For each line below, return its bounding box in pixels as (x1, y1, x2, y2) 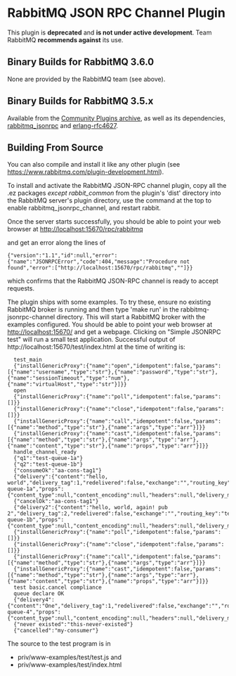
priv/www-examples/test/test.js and (17, 653, 122, 662)
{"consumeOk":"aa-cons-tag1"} (13, 467, 102, 474)
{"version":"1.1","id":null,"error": (7, 252, 118, 260)
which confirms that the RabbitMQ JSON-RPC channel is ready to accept (7, 276, 219, 286)
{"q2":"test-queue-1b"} (13, 461, 83, 468)
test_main (13, 357, 42, 364)
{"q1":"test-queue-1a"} (13, 455, 83, 462)
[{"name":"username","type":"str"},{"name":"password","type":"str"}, (7, 369, 218, 376)
